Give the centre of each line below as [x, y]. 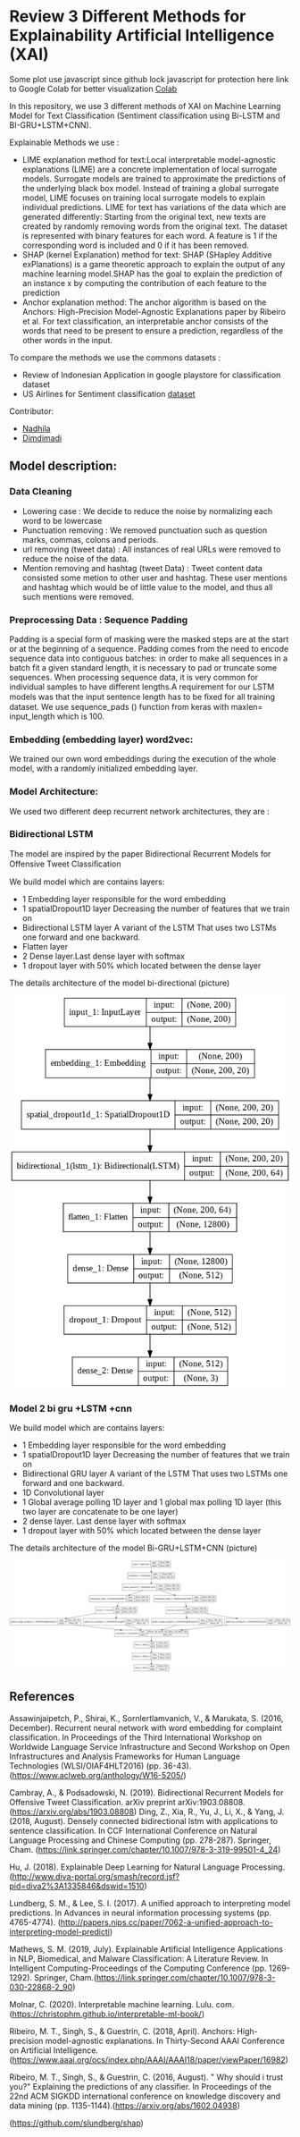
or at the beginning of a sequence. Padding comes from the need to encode [149, 648]
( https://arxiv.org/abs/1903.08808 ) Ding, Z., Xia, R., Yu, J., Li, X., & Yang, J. [147, 1812]
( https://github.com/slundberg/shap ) [77, 2123]
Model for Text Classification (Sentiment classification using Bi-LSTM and [145, 115]
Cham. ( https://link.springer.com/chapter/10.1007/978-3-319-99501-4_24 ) [145, 1849]
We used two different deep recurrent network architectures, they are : [139, 811]
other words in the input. [67, 340]
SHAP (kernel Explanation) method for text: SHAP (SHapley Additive [147, 254]
